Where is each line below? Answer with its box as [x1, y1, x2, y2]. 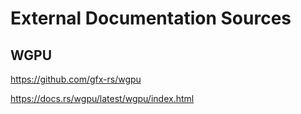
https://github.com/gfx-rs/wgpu [10, 73, 142, 85]
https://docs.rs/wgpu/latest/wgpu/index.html [10, 93, 195, 104]
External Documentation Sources [10, 7, 292, 30]
